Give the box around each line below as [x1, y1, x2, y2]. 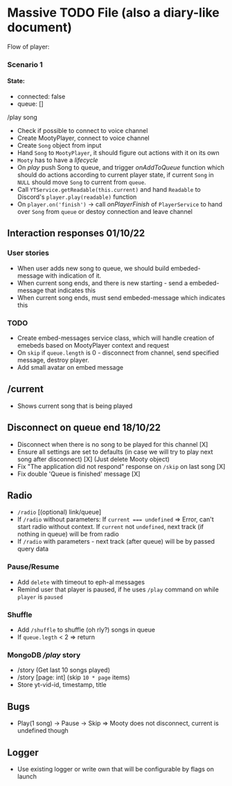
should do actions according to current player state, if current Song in [17, 171, 214, 179]
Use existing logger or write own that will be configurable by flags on [17, 765, 215, 773]
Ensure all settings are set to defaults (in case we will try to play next [17, 447, 213, 456]
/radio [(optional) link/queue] [17, 508, 102, 517]
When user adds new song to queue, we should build [17, 264, 170, 272]
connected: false [17, 92, 66, 101]
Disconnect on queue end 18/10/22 [7, 422, 161, 434]
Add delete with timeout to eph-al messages [17, 578, 145, 586]
